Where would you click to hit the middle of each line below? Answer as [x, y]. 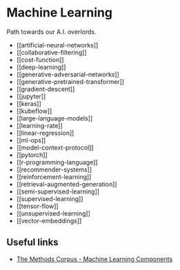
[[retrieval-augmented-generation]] [67, 184]
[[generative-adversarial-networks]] [68, 74]
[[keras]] [29, 103]
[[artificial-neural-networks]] [57, 45]
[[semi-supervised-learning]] [58, 191]
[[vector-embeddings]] [49, 220]
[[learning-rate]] [39, 125]
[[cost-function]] [40, 59]
